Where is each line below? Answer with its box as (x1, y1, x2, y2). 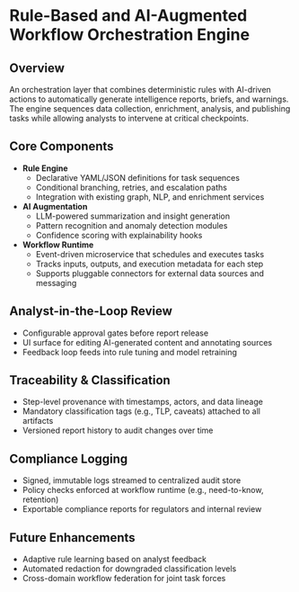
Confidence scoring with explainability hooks (35, 229, 203, 240)
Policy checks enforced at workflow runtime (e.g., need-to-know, (22, 485, 264, 496)
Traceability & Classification (9, 372, 171, 388)
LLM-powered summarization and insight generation (35, 211, 231, 221)
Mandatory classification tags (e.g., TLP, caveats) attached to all (22, 406, 260, 417)
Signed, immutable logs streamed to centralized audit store (22, 475, 242, 486)
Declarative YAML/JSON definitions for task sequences (35, 172, 241, 183)
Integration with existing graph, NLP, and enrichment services (35, 191, 265, 202)
